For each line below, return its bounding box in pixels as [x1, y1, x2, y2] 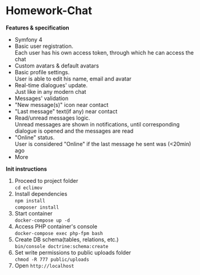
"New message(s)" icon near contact [14, 101, 109, 108]
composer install [14, 204, 60, 211]
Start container [14, 209, 53, 217]
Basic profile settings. [14, 68, 70, 76]
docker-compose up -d [14, 217, 70, 223]
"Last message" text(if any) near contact [14, 107, 118, 115]
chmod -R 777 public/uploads [14, 256, 90, 263]
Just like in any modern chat [14, 88, 87, 95]
